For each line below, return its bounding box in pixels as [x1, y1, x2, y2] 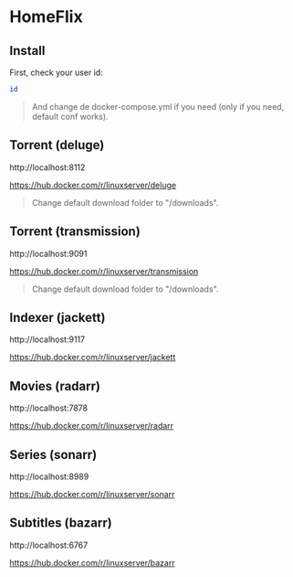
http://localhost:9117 [9, 334, 85, 345]
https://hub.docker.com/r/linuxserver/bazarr [9, 557, 175, 568]
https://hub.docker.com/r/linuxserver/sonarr [9, 488, 175, 499]
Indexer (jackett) [9, 309, 106, 326]
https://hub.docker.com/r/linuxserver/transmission [9, 265, 199, 276]
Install [9, 43, 46, 59]
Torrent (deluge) [9, 137, 105, 153]
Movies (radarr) [9, 378, 100, 394]
